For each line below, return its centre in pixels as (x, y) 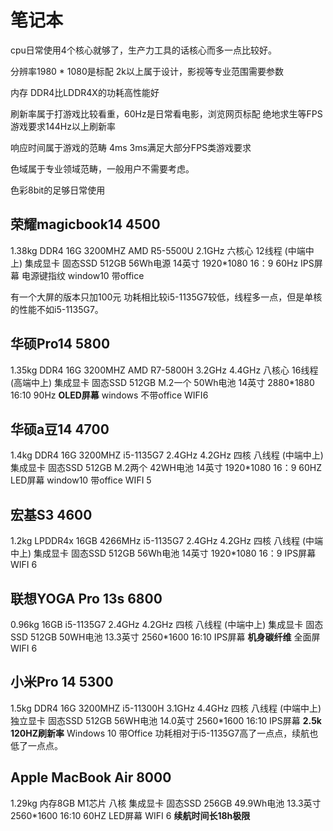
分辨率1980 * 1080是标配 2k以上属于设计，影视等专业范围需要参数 (147, 71)
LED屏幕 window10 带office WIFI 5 (81, 480)
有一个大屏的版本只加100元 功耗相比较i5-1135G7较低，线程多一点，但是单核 (166, 297)
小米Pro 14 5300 (62, 682)
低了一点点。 (36, 745)
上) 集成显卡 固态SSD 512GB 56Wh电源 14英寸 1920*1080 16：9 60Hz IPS (162, 263)
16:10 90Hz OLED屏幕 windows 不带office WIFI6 (109, 395)
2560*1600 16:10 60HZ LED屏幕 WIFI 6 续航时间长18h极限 (130, 815)
